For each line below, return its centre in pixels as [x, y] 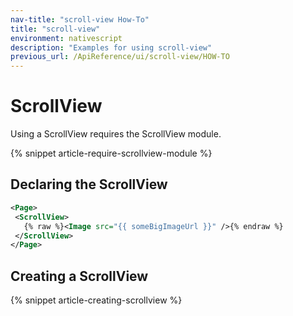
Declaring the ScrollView [89, 184]
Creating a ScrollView [79, 276]
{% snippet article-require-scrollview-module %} [111, 153]
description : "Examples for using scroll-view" [111, 47]
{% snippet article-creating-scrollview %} [96, 300]
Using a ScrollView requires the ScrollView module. [116, 134]
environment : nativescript [66, 38]
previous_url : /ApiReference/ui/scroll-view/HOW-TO [120, 57]
